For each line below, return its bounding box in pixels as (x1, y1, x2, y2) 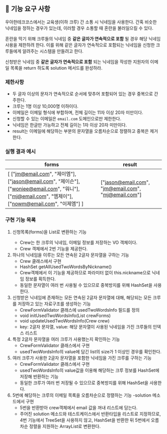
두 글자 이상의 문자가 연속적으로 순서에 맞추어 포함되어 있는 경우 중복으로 (12, 91, 153, 97)
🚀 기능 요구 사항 (5, 4, 51, 13)
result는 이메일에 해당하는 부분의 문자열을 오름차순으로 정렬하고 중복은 (12, 128, 149, 134)
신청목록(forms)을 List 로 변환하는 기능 (12, 228, 87, 235)
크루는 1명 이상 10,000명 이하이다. (12, 104, 79, 109)
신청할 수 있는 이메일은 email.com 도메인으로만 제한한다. (12, 116, 122, 122)
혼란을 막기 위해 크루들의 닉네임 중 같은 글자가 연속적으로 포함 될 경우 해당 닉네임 (5, 35, 161, 41)
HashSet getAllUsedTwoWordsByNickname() (19, 263, 112, 270)
